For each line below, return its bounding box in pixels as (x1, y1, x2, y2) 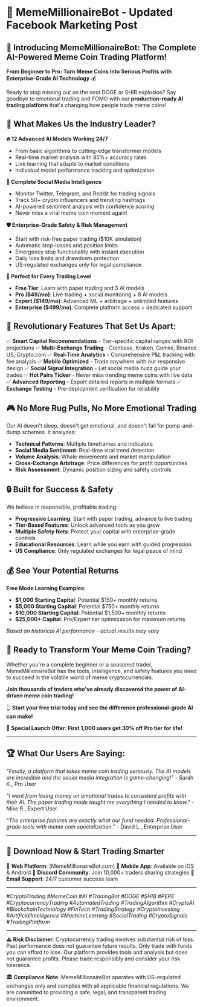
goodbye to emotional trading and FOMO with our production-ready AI (6, 95, 184, 102)
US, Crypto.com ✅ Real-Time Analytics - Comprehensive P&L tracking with (6, 351, 195, 358)
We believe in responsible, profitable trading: (6, 503, 118, 510)
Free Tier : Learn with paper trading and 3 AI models (14, 284, 145, 292)
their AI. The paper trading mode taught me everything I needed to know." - (6, 798, 195, 806)
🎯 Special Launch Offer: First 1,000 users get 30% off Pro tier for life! (6, 724, 183, 731)
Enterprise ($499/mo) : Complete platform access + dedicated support (14, 304, 192, 311)
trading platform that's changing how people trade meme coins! (6, 102, 167, 108)
